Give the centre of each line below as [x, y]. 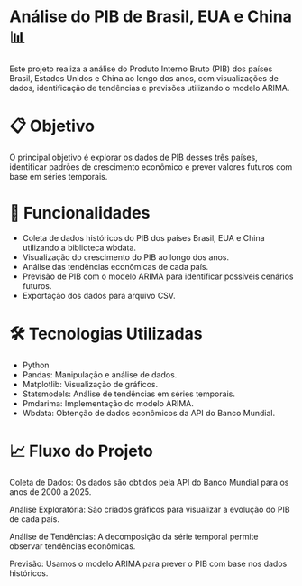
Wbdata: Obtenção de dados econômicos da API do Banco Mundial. [149, 413]
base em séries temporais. [59, 176]
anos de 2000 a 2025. [50, 492]
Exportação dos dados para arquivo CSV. [99, 295]
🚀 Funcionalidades [80, 213]
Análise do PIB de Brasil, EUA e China [151, 17]
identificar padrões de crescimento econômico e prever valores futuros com [151, 167]
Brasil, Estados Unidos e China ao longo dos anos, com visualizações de [144, 78]
